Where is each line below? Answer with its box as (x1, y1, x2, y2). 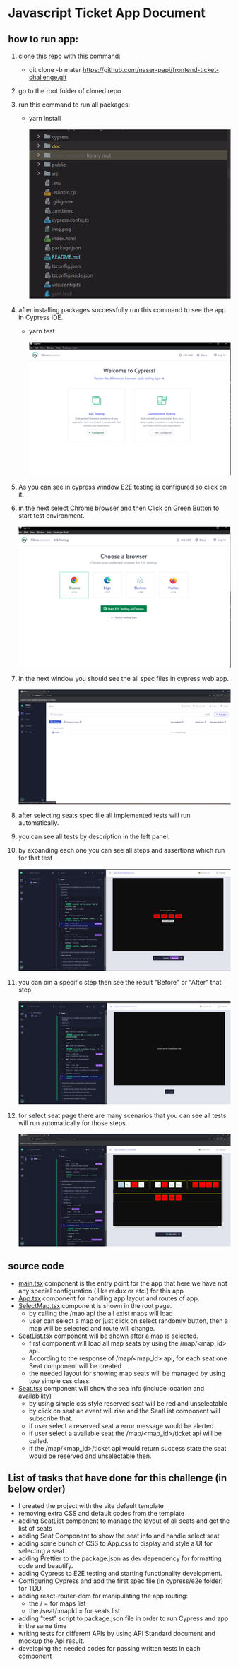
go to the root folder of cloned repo (18, 87, 121, 95)
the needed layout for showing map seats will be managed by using (28, 1369, 225, 1377)
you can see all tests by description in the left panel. (18, 832, 170, 841)
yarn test (28, 327, 55, 336)
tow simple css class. (28, 1376, 91, 1385)
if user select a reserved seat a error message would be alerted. (28, 1421, 216, 1430)
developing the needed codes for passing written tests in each (18, 1644, 201, 1653)
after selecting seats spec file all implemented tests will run (18, 811, 191, 820)
